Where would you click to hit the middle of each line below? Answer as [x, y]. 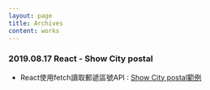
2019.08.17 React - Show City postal [81, 59]
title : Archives [36, 23]
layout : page [30, 16]
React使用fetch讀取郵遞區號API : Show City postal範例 [111, 77]
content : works [34, 31]
